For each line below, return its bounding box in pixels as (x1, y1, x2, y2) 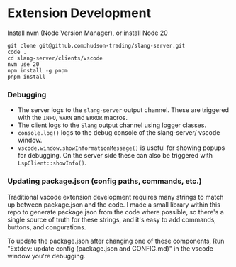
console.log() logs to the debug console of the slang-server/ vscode (17, 129, 220, 137)
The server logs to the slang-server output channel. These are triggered (17, 106, 229, 114)
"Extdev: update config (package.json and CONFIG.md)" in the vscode (7, 244, 214, 253)
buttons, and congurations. (7, 222, 86, 231)
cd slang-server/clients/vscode (7, 55, 103, 62)
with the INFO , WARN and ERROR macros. (17, 114, 128, 122)
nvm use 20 (7, 60, 40, 68)
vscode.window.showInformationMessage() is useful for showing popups (17, 143, 225, 152)
